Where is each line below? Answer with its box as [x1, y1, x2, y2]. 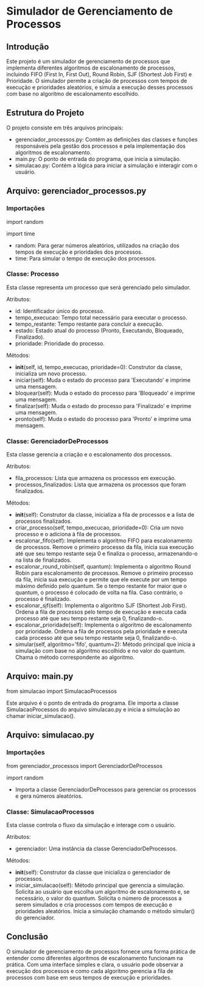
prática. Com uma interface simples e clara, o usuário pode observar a [6, 961, 184, 968]
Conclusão [6, 931, 49, 942]
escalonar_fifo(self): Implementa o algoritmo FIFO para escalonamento [15, 537, 193, 544]
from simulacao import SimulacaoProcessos [6, 687, 118, 695]
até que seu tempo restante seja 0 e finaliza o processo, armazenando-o [15, 550, 198, 558]
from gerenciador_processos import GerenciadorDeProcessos [6, 762, 163, 769]
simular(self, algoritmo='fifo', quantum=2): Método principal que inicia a [15, 641, 195, 648]
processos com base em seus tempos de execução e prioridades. [6, 974, 172, 981]
